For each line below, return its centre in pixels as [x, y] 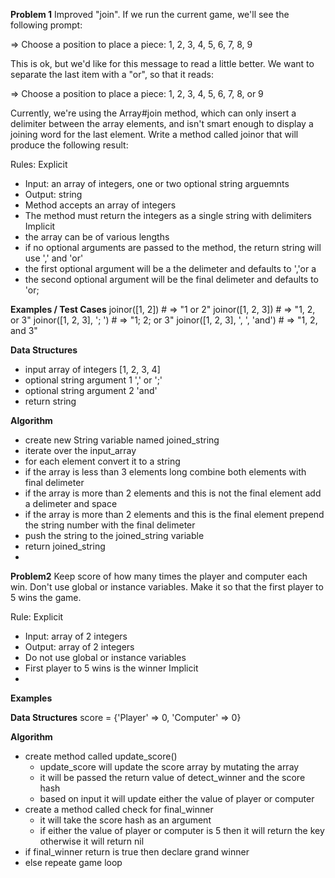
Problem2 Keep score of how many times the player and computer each [159, 576]
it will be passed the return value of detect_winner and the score [172, 777]
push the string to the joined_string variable [114, 535]
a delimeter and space [71, 503]
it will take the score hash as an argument [125, 820]
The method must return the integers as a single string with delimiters [168, 215]
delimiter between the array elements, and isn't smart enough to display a [162, 123]
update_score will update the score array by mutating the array [169, 767]
